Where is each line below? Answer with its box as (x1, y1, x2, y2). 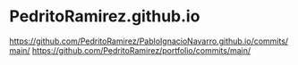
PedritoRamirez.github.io (9, 6, 200, 27)
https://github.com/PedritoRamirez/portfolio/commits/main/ (31, 45, 251, 55)
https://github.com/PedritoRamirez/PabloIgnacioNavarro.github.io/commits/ (9, 36, 289, 46)
